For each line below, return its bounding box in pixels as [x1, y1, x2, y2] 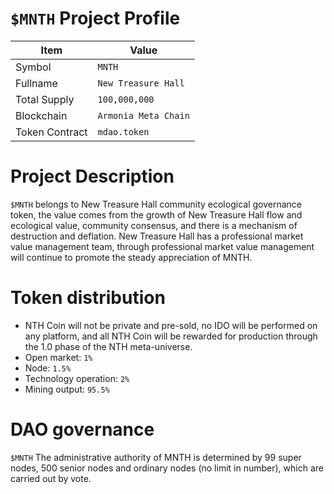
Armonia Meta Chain [97, 110, 190, 121]
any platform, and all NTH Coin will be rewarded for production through [24, 330, 318, 342]
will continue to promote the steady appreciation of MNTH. [10, 251, 253, 263]
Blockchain [15, 108, 68, 122]
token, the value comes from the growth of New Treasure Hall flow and [10, 208, 303, 221]
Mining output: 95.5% [24, 383, 110, 395]
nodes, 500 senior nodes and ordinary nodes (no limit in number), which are [10, 462, 324, 474]
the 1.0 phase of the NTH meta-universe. [24, 340, 193, 352]
